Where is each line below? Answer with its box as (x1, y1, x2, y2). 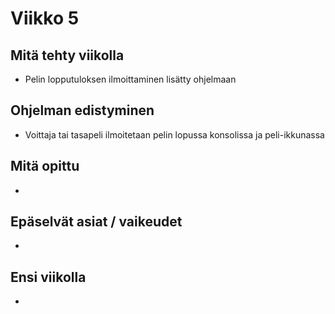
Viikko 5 (10, 7, 80, 30)
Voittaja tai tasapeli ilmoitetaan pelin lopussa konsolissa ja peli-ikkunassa (24, 128, 325, 141)
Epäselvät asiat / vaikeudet (10, 213, 183, 231)
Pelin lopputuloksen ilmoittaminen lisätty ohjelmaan (24, 73, 237, 85)
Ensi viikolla (10, 268, 87, 286)
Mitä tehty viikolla (10, 47, 125, 64)
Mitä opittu (10, 158, 80, 175)
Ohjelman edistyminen (10, 102, 155, 119)
